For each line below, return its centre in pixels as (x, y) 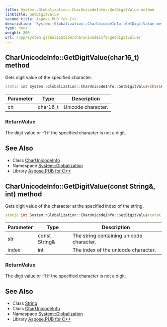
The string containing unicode (107, 236)
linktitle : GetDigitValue (32, 14)
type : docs (16, 28)
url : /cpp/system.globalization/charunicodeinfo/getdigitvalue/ (73, 38)
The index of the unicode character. (114, 250)
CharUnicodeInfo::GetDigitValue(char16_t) (72, 58)
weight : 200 (17, 33)
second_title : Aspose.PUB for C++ (41, 19)
